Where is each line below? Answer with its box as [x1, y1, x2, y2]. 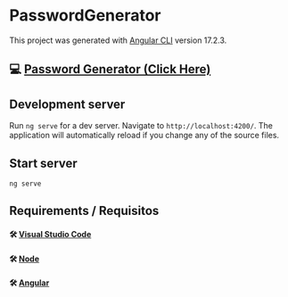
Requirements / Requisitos [9, 203, 160, 219]
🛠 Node [9, 253, 40, 264]
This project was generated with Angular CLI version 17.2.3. [9, 35, 227, 45]
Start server [9, 155, 78, 170]
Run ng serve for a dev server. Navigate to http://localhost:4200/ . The [9, 120, 274, 131]
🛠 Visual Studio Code [9, 228, 92, 239]
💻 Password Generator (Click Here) [9, 62, 211, 77]
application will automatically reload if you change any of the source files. [9, 130, 279, 141]
